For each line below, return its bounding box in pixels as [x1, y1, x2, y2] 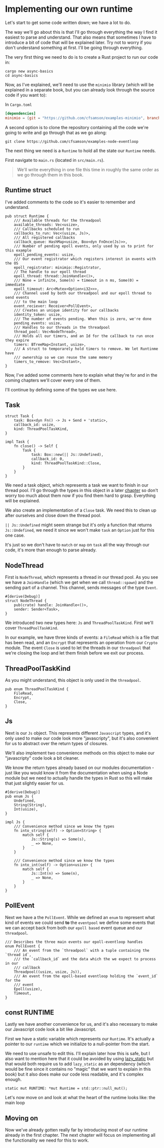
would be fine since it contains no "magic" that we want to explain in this [5, 1066, 151, 1072]
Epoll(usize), [14, 987, 42, 991]
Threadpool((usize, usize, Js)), [14, 969, 82, 974]
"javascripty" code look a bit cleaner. [5, 755, 80, 761]
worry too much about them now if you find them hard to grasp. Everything [5, 493, 156, 498]
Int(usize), [14, 807, 38, 811]
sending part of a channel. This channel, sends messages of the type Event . [5, 585, 158, 590]
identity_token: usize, [14, 312, 62, 317]
